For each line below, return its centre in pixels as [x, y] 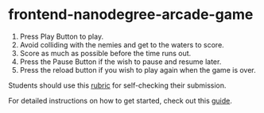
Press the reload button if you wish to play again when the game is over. [138, 70]
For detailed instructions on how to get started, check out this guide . [120, 100]
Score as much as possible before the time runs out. [105, 53]
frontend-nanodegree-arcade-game [131, 15]
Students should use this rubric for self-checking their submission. [117, 85]
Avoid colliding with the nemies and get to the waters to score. [122, 44]
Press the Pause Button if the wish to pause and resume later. [120, 62]
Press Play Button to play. [62, 36]
